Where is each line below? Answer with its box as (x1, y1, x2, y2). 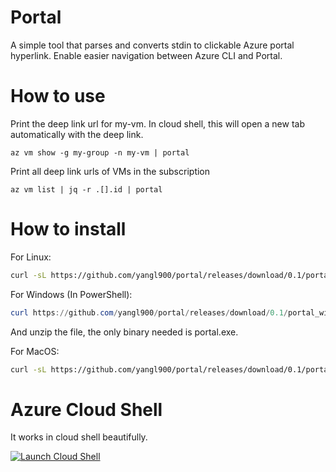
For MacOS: (10, 345, 60, 357)
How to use (10, 85, 106, 108)
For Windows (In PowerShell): (10, 288, 133, 300)
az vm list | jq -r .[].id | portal (10, 184, 163, 195)
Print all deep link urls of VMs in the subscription (10, 165, 211, 177)
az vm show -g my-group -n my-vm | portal (10, 147, 190, 158)
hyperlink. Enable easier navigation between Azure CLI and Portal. (10, 49, 283, 61)
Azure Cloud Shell (10, 398, 163, 421)
